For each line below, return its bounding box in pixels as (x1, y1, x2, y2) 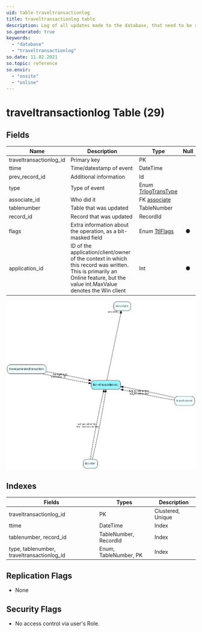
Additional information (70, 173, 125, 180)
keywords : (6, 35, 31, 41)
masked (70, 234, 90, 241)
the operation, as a (70, 227, 117, 234)
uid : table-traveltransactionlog (6, 10, 90, 16)
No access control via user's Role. (14, 619, 100, 627)
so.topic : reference (6, 60, 58, 66)
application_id (8, 264, 44, 272)
